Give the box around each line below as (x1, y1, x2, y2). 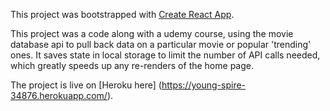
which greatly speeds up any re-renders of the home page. (10, 60, 254, 71)
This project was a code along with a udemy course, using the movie (10, 28, 294, 39)
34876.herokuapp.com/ (10, 90, 108, 101)
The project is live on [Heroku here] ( (10, 79, 162, 91)
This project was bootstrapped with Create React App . (10, 9, 235, 20)
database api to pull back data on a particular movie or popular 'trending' (10, 39, 312, 50)
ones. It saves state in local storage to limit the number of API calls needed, (10, 49, 321, 61)
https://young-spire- (161, 79, 247, 91)
